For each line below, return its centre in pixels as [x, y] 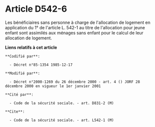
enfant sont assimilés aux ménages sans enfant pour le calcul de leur [74, 33]
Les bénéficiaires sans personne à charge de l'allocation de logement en [78, 22]
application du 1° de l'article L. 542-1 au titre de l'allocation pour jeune [75, 27]
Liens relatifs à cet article [31, 47]
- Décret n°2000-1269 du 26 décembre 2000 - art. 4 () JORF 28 [75, 82]
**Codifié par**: [23, 56]
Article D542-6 [36, 9]
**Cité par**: [19, 94]
